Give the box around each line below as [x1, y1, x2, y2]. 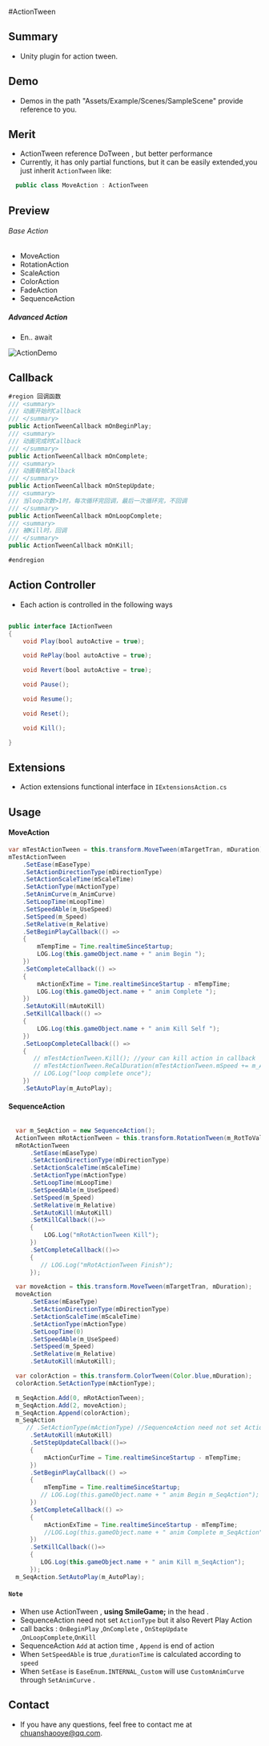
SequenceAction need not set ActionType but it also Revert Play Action [19, 1615, 252, 1625]
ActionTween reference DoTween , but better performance [19, 149, 213, 159]
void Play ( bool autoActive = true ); [22, 637, 146, 645]
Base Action [8, 226, 49, 236]
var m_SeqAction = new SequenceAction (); [15, 1126, 156, 1134]
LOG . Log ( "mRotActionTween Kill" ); [43, 1231, 159, 1239]
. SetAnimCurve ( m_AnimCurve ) [22, 890, 116, 898]
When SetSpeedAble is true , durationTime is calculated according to [19, 1649, 242, 1658]
